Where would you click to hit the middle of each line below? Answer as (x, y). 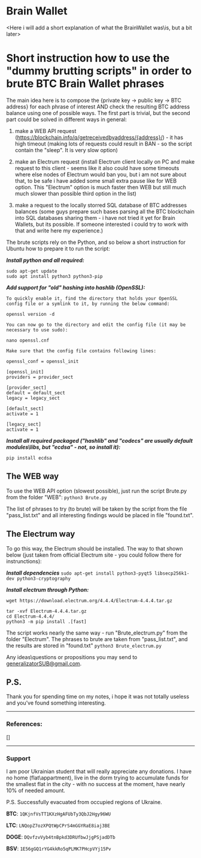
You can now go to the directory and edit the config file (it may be (96, 325)
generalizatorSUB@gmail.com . (44, 663)
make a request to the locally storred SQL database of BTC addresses (101, 205)
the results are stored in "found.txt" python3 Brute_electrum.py (84, 645)
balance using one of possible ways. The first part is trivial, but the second (98, 113)
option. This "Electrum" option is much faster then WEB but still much (100, 187)
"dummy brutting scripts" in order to (99, 71)
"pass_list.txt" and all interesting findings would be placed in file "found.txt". (100, 515)
